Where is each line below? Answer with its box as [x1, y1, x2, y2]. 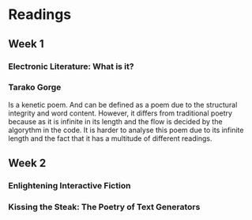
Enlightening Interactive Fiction [8, 180, 131, 192]
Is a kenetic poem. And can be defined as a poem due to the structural [8, 100, 238, 109]
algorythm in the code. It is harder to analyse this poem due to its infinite [8, 125, 244, 135]
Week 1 [8, 37, 44, 51]
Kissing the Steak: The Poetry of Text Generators [8, 202, 201, 213]
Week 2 [8, 157, 47, 170]
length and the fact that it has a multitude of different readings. [8, 133, 213, 143]
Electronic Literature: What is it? [8, 61, 134, 72]
